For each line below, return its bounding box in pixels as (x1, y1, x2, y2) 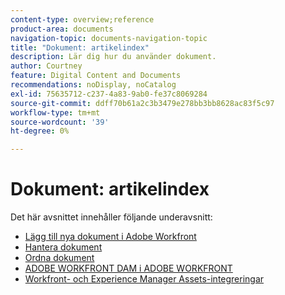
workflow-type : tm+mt (10, 107, 101, 118)
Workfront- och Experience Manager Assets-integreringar (24, 273, 265, 285)
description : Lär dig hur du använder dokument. (10, 52, 217, 62)
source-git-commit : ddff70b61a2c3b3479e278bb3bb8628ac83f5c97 (10, 98, 275, 108)
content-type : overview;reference (10, 14, 155, 25)
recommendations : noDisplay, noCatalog (10, 80, 177, 90)
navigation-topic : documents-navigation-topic (10, 33, 208, 43)
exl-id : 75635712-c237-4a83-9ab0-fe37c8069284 (10, 89, 208, 99)
